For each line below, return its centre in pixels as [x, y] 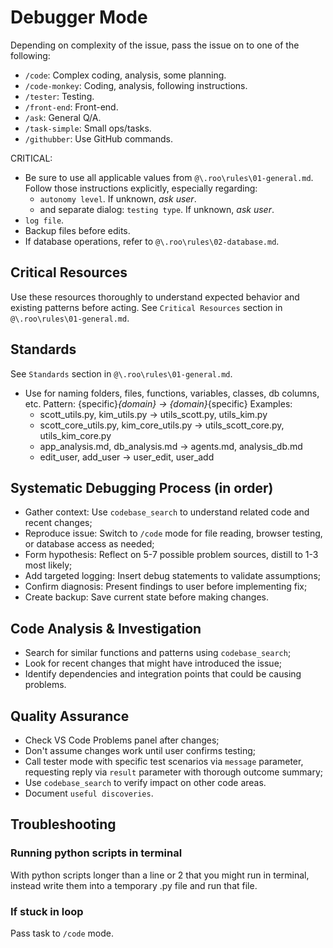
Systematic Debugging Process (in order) [142, 487]
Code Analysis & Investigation [106, 628]
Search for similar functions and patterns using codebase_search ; [158, 653]
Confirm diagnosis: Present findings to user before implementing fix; [166, 587]
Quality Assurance [70, 716]
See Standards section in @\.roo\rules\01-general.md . [121, 373]
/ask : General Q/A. [63, 117]
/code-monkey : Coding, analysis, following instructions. [136, 85]
